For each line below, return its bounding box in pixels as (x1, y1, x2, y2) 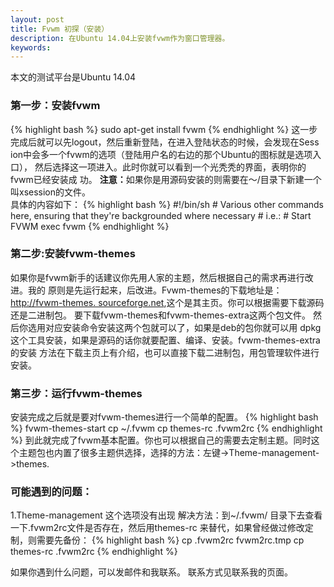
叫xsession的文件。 (10, 186, 92, 198)
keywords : (10, 42, 52, 53)
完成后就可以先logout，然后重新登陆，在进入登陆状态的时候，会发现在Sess (10, 136, 320, 148)
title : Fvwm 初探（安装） (10, 24, 110, 34)
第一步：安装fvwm (10, 99, 101, 113)
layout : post (10, 14, 65, 25)
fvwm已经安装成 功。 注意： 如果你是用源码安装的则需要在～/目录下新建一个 (10, 173, 322, 185)
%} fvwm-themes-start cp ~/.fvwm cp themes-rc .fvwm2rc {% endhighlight (10, 422, 323, 435)
